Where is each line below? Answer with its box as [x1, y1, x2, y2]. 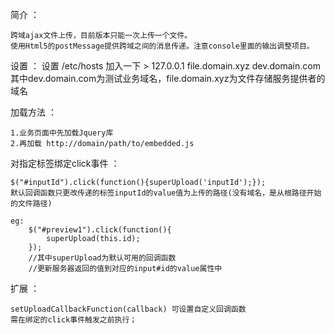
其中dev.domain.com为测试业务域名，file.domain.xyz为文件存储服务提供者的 [10, 73, 326, 84]
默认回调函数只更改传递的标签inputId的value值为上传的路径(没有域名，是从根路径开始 [10, 188, 322, 198]
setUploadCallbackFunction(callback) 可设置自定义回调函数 [10, 304, 247, 314]
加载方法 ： [10, 106, 57, 118]
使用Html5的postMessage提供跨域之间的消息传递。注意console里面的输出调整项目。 [10, 41, 315, 51]
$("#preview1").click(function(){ [28, 225, 172, 235]
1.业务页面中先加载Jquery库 [10, 128, 114, 138]
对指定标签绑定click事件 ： [10, 158, 120, 169]
